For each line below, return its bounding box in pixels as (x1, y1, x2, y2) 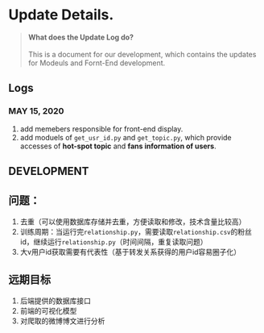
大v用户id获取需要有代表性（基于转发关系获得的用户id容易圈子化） (19, 247, 241, 256)
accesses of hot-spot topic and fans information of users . (19, 141, 217, 151)
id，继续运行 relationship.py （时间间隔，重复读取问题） (19, 236, 208, 247)
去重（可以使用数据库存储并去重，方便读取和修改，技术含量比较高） (19, 216, 246, 227)
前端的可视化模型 (19, 306, 77, 315)
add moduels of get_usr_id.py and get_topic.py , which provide (19, 132, 232, 142)
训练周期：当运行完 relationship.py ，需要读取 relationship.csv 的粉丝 (19, 227, 252, 236)
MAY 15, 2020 (8, 106, 64, 117)
